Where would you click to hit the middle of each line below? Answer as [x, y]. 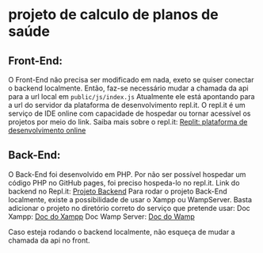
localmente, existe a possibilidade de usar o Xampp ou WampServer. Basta [130, 199]
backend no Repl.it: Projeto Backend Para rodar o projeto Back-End [118, 191]
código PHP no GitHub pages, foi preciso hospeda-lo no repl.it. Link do [124, 182]
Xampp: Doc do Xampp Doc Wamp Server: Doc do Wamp [102, 217]
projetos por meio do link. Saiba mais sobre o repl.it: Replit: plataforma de [128, 122]
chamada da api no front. [49, 240]
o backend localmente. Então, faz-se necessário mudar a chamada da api [128, 88]
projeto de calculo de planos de [114, 15]
